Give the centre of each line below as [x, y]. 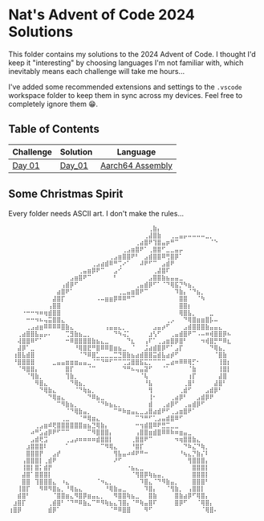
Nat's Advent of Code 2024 [102, 15]
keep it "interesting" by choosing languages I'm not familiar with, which [126, 63]
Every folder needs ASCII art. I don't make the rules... [96, 213]
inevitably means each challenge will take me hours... [97, 71]
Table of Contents [54, 129]
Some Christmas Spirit [66, 194]
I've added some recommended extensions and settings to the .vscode [125, 87]
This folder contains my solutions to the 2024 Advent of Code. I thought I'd [132, 54]
